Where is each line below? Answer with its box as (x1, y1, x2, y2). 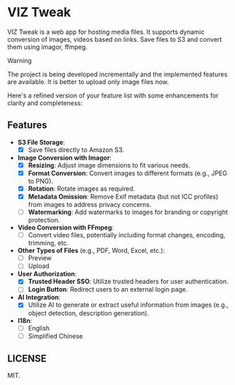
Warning (7, 56, 32, 64)
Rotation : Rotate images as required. (28, 184, 135, 193)
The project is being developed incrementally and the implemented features (7, 70, 228, 78)
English (28, 324, 50, 332)
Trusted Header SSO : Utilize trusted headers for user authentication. (28, 277, 229, 286)
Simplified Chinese (28, 331, 83, 340)
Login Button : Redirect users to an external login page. (28, 285, 188, 294)
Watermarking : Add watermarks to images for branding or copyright (28, 208, 228, 216)
